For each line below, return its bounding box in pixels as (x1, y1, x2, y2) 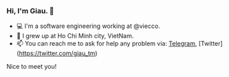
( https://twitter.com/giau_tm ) (16, 49, 98, 57)
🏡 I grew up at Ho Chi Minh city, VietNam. (16, 32, 134, 40)
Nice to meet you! (6, 63, 57, 71)
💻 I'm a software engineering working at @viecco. (16, 22, 161, 30)
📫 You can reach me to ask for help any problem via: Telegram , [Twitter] (16, 40, 223, 48)
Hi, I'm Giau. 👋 (6, 6, 54, 16)
